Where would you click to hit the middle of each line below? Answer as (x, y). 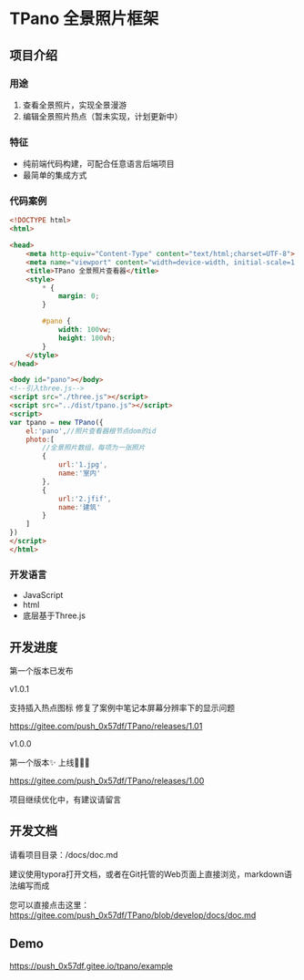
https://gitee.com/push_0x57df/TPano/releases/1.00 (107, 780)
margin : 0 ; (79, 296)
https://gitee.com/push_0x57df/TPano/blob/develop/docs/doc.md (133, 915)
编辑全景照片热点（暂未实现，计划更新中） (102, 116)
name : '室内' (79, 474)
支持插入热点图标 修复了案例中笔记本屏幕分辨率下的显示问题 (122, 707)
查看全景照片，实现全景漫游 (75, 105)
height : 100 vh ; (87, 338)
